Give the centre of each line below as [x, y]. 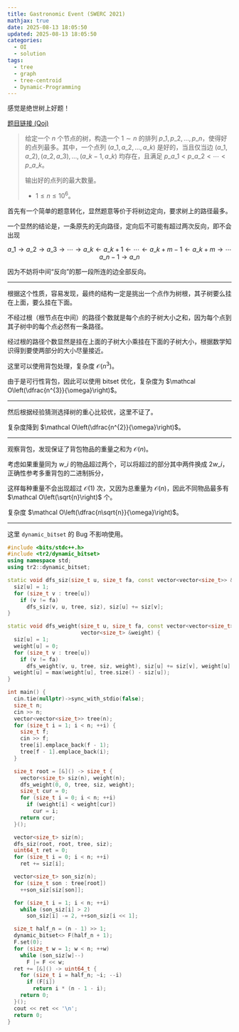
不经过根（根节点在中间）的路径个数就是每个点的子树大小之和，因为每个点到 [119, 317]
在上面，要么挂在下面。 [42, 302]
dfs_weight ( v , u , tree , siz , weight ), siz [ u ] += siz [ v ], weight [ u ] [128, 666]
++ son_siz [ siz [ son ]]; [52, 890]
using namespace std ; [39, 561]
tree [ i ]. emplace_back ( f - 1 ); [65, 745]
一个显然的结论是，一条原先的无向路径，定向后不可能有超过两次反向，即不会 [119, 226]
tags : [15, 61]
